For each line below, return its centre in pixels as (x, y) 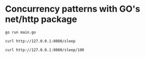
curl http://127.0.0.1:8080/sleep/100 (45, 50)
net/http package (41, 19)
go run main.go (21, 32)
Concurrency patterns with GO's (73, 9)
